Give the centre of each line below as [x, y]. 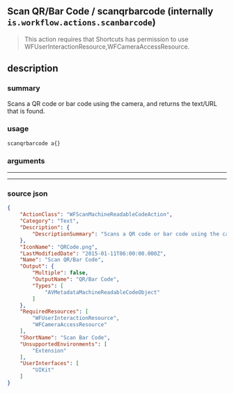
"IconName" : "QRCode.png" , [59, 247]
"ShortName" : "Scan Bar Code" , [65, 337]
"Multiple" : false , [61, 273]
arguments [26, 161]
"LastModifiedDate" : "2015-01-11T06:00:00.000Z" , [93, 254]
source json [28, 194]
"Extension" [50, 350]
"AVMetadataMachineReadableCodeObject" [102, 292]
